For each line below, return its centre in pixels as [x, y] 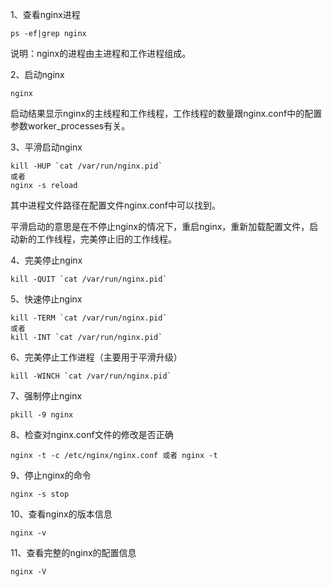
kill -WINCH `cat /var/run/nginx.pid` [91, 376]
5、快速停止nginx [46, 299]
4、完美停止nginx [46, 260]
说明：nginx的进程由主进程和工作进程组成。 [101, 53]
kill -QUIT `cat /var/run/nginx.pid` [89, 279]
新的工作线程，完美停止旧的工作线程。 [97, 239]
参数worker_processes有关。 [70, 126]
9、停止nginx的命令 [51, 475]
